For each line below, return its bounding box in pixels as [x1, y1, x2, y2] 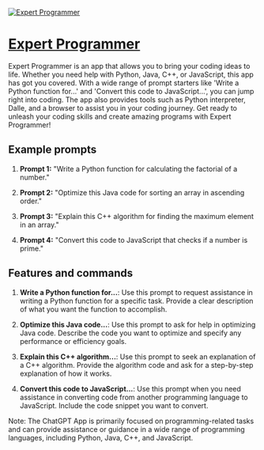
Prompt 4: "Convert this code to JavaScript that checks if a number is [19, 235, 248, 244]
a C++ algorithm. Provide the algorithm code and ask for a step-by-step [19, 360, 254, 369]
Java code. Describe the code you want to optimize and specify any [19, 328, 242, 338]
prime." [19, 244, 43, 253]
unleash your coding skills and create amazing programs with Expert [8, 112, 232, 121]
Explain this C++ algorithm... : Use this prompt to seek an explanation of [19, 352, 256, 361]
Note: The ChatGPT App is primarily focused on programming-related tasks [8, 416, 255, 425]
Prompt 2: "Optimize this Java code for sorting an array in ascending [19, 187, 245, 197]
